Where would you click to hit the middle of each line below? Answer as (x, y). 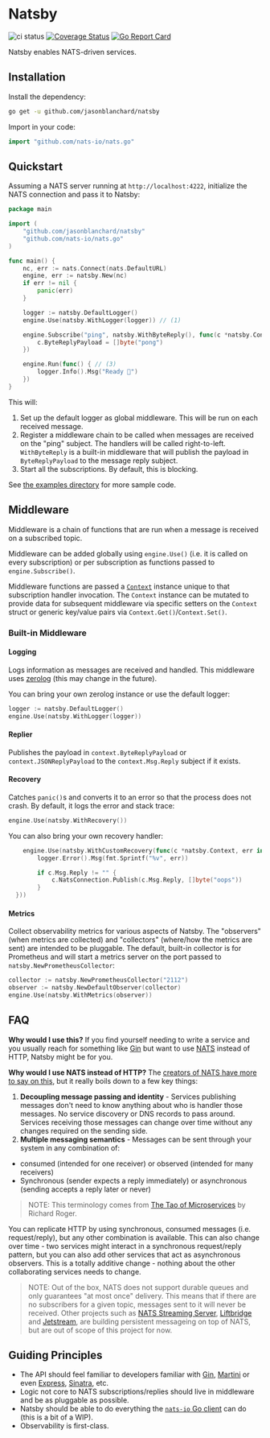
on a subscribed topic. (45, 538)
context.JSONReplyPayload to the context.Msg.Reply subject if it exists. (125, 761)
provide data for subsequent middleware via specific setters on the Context (133, 603)
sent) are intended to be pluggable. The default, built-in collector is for (125, 948)
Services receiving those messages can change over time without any (136, 1122)
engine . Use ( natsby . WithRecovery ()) (68, 820)
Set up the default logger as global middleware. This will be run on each (139, 417)
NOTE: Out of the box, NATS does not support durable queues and (138, 1287)
